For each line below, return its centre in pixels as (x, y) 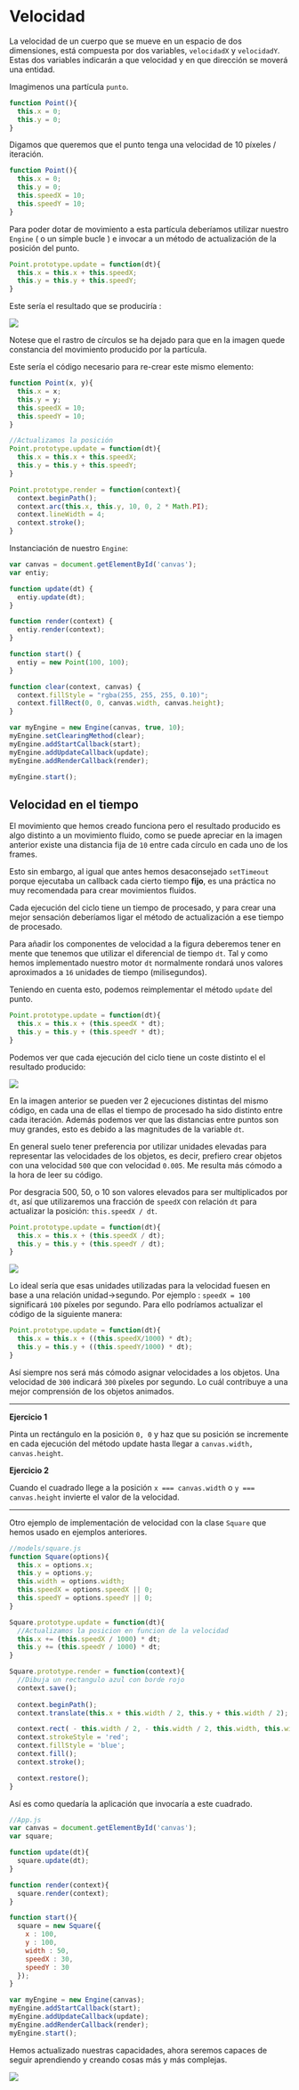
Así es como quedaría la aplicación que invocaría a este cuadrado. (131, 1803)
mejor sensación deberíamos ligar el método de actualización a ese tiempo (147, 917)
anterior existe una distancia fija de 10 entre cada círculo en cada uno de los (149, 845)
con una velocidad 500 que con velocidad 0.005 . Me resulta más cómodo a (146, 1165)
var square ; (31, 1836)
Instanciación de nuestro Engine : (69, 549)
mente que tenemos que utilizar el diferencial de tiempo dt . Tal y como (139, 954)
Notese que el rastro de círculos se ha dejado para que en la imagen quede (147, 340)
